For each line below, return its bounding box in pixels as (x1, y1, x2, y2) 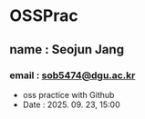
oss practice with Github (22, 89, 115, 100)
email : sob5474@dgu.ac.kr (9, 69, 136, 82)
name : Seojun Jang (9, 42, 125, 57)
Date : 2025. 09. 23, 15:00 (22, 99, 120, 110)
